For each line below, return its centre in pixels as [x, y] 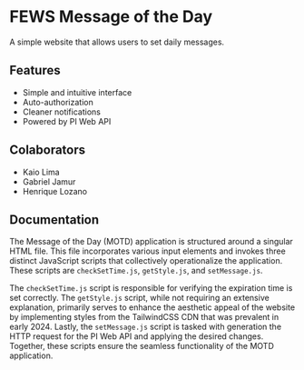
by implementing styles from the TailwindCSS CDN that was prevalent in [144, 317]
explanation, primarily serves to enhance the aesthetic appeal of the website [152, 307]
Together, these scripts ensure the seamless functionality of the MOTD [142, 346]
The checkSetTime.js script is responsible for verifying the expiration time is [151, 288]
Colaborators [48, 150]
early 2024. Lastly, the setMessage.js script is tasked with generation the [146, 327]
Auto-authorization [58, 102]
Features [35, 70]
